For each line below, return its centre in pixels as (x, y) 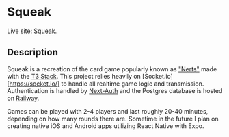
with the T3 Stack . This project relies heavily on (74, 76)
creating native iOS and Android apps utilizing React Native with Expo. (106, 126)
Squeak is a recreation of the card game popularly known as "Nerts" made (112, 68)
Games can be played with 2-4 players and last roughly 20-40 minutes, (108, 111)
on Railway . (23, 98)
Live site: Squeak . (32, 31)
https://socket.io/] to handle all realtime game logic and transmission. (107, 84)
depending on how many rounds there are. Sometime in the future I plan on (113, 119)
